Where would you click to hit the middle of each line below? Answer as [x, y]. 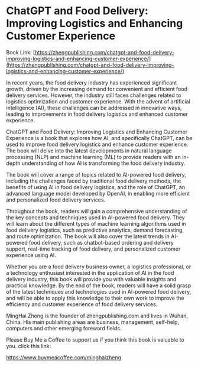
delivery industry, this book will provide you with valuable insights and [91, 279]
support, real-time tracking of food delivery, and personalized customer [93, 249]
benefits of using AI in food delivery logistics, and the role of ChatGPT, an [95, 187]
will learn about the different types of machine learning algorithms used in [96, 223]
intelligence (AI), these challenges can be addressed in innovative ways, [94, 108]
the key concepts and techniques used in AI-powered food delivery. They [95, 217]
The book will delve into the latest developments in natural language [89, 150]
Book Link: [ [21, 52]
